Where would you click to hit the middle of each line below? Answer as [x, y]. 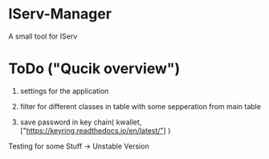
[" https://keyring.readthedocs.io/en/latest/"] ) [95, 130]
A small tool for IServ [43, 36]
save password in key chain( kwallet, [81, 122]
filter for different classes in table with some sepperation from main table [140, 106]
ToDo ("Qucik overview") [94, 69]
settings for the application [64, 91]
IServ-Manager [60, 14]
